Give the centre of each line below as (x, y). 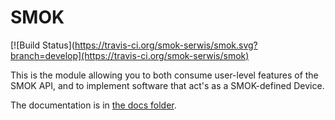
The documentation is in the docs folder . (93, 105)
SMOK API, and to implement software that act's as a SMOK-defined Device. (167, 85)
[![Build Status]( (42, 45)
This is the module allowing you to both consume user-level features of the (164, 75)
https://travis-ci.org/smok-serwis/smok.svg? (166, 45)
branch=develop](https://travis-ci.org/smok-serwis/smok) (130, 55)
